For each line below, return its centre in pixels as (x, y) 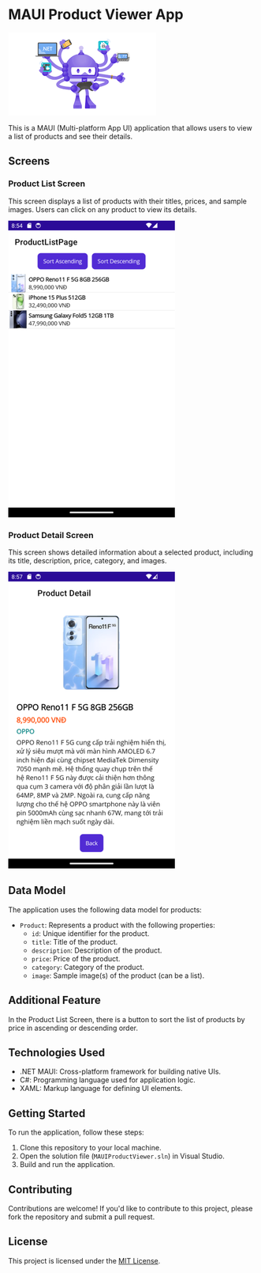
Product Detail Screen (51, 535)
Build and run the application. (67, 1165)
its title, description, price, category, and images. (88, 560)
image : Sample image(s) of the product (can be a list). (118, 976)
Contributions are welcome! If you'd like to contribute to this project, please (130, 1208)
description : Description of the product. (97, 950)
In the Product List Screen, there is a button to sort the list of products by (127, 1019)
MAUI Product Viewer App (96, 15)
